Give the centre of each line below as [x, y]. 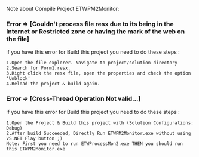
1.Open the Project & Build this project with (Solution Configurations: [100, 123]
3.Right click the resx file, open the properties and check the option [99, 73]
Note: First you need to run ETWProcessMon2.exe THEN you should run [95, 144]
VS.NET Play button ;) [34, 138]
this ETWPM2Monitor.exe [36, 149]
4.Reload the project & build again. [53, 84]
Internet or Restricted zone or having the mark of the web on [96, 31]
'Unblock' [19, 79]
